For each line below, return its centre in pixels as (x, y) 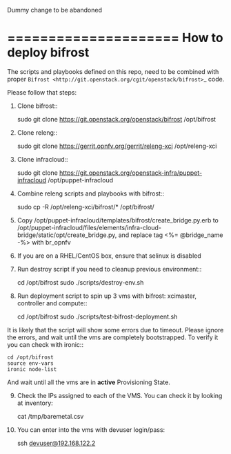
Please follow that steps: (42, 92)
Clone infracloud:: (42, 159)
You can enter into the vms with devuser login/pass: (91, 429)
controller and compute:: (52, 303)
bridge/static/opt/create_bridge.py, (67, 235)
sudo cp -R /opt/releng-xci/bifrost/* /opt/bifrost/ (86, 207)
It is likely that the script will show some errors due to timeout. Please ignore (115, 330)
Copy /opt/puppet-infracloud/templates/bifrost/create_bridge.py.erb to (118, 220)
